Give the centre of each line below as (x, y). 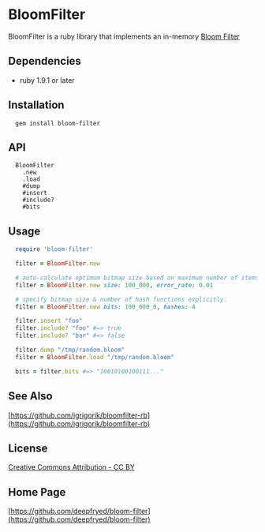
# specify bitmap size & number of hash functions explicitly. (121, 299)
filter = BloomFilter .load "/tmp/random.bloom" (95, 357)
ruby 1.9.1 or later (47, 80)
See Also (30, 396)
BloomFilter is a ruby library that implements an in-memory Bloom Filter (124, 36)
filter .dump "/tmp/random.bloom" (70, 350)
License (28, 448)
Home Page (37, 492)
